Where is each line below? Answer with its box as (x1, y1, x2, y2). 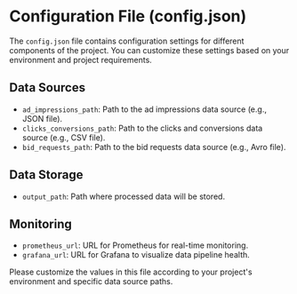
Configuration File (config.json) (9, 6, 247, 27)
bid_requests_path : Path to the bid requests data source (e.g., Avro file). (21, 141, 286, 152)
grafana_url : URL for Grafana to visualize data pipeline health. (21, 250, 251, 260)
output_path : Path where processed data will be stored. (21, 191, 225, 202)
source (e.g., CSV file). (21, 131, 106, 143)
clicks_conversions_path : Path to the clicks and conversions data (21, 123, 263, 133)
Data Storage (9, 167, 84, 183)
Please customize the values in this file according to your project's (9, 266, 253, 277)
